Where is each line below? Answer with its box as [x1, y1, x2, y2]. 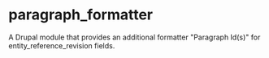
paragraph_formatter [8, 6, 153, 24]
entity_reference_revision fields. [8, 40, 115, 50]
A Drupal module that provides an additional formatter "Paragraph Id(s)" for [8, 32, 261, 42]
